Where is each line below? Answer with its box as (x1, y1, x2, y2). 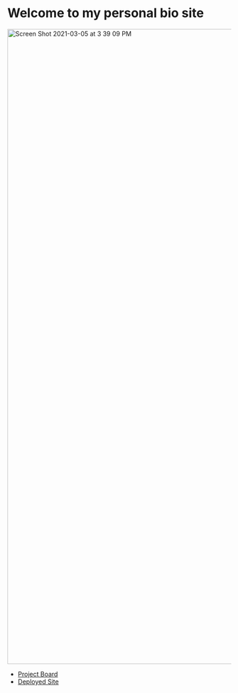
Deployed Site (17, 677, 59, 686)
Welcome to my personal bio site (7, 5, 205, 21)
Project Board (17, 670, 58, 678)
